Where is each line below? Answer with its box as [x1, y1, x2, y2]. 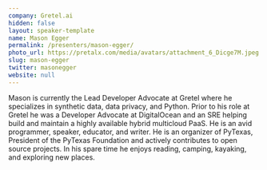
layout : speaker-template [8, 26, 94, 34]
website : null [8, 71, 56, 79]
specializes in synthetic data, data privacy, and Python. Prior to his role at [8, 101, 250, 111]
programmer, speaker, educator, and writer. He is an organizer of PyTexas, [8, 127, 253, 136]
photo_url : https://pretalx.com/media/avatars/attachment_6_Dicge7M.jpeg [8, 49, 260, 57]
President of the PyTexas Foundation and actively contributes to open [8, 135, 238, 144]
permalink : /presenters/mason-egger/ [8, 42, 134, 49]
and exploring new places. [8, 152, 96, 162]
